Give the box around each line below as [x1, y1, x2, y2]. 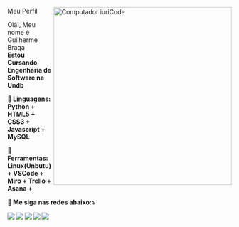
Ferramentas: [7, 154, 48, 162]
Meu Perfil [7, 7, 38, 15]
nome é [7, 28, 30, 36]
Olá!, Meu [7, 21, 36, 28]
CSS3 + [7, 117, 31, 126]
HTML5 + [7, 110, 36, 118]
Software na [7, 73, 45, 82]
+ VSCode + [7, 169, 44, 177]
